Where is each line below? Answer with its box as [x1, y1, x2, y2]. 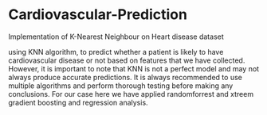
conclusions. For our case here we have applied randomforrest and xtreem [8, 89, 253, 98]
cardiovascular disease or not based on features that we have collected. [8, 56, 245, 65]
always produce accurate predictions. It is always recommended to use [8, 72, 243, 82]
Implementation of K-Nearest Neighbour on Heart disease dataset [8, 32, 225, 41]
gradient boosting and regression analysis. [8, 98, 149, 107]
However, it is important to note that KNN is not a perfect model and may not [8, 63, 260, 73]
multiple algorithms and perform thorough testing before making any [8, 81, 234, 90]
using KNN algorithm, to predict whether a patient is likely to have [8, 47, 224, 56]
